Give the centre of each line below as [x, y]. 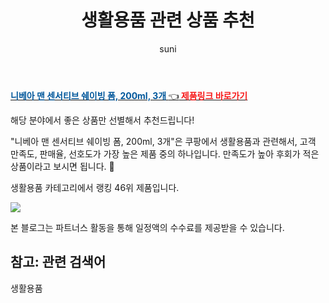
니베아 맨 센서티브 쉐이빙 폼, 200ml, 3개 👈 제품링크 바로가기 [129, 95]
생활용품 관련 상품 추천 [168, 20]
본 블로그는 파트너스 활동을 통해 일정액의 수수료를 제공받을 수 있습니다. [147, 227]
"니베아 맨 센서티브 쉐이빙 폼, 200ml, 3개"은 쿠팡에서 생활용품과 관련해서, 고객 [163, 141]
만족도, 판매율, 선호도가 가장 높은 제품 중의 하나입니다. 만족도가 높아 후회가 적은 [165, 153]
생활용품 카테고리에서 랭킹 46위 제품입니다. [95, 187]
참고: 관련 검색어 [58, 262]
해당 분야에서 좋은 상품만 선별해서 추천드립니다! [102, 120]
